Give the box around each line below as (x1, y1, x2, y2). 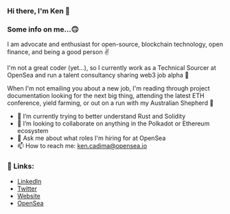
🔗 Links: (7, 161, 34, 171)
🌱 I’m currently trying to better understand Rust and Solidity (16, 112, 186, 121)
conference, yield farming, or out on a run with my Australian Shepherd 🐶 (7, 99, 214, 107)
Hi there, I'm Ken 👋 (7, 6, 70, 16)
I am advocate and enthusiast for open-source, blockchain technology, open (7, 40, 224, 49)
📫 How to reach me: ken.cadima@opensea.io (16, 142, 148, 150)
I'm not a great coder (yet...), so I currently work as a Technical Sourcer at (7, 64, 216, 72)
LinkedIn (16, 177, 42, 185)
